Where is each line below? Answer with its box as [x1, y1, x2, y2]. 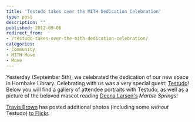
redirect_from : [6, 30, 43, 36]
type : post [6, 14, 33, 20]
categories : [6, 41, 35, 47]
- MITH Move [6, 52, 35, 58]
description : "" [6, 19, 46, 25]
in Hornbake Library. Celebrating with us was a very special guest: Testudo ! [6, 79, 190, 86]
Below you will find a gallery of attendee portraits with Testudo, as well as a [6, 86, 189, 93]
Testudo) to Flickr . [6, 109, 50, 117]
